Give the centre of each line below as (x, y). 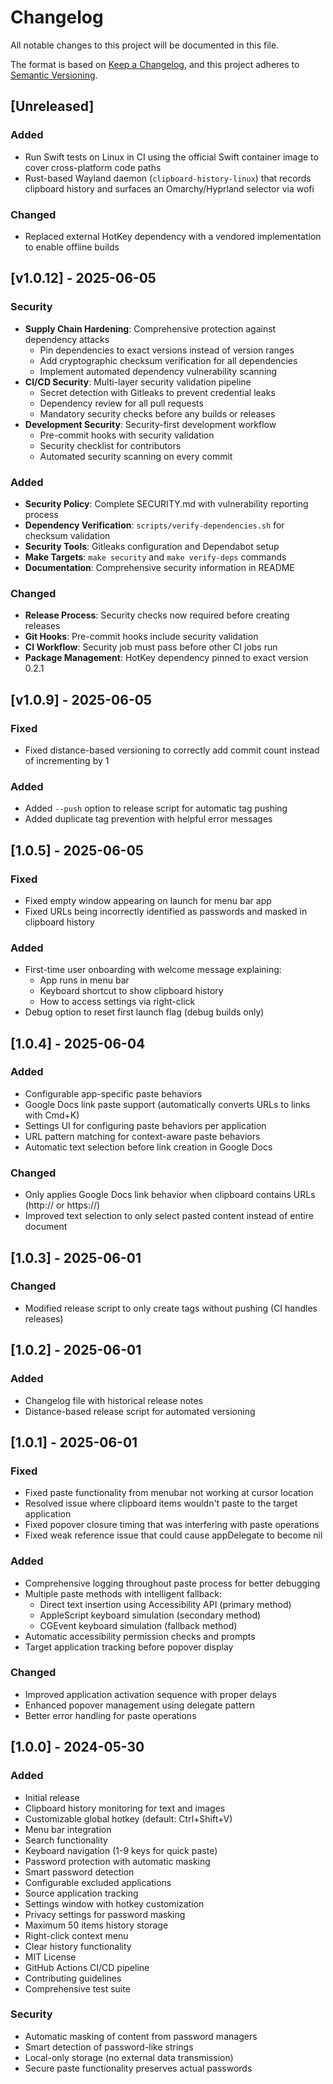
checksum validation (67, 535)
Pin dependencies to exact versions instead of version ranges (167, 350)
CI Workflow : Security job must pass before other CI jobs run (151, 647)
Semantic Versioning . (54, 75)
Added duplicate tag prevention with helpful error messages (148, 819)
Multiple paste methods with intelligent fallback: (123, 1593)
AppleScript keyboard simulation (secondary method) (150, 1615)
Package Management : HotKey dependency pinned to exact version (166, 658)
